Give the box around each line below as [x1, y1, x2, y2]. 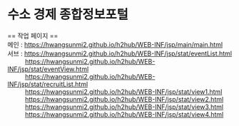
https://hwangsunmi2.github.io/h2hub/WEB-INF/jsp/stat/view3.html [24, 103, 223, 111]
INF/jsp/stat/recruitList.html [7, 80, 88, 88]
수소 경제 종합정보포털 [7, 6, 128, 23]
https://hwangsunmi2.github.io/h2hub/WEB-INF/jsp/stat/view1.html [24, 87, 223, 96]
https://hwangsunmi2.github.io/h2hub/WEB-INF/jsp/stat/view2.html [24, 95, 224, 103]
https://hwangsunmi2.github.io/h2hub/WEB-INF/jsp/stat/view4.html [24, 110, 224, 118]
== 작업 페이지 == [7, 31, 59, 40]
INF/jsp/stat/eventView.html [7, 65, 89, 73]
